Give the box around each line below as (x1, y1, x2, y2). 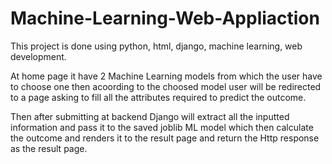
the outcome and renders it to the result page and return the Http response (10, 132, 320, 144)
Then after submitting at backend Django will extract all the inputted (10, 110, 290, 122)
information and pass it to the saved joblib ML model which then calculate (10, 121, 314, 133)
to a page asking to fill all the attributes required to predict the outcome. (10, 91, 307, 103)
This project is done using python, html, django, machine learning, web (10, 40, 303, 52)
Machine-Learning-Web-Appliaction (10, 7, 320, 30)
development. (10, 50, 67, 62)
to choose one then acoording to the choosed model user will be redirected (10, 80, 322, 92)
